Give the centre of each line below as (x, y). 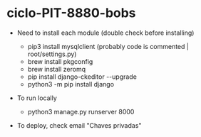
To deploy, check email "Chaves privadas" (79, 125)
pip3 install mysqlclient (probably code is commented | (108, 46)
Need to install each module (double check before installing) (105, 33)
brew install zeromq (57, 69)
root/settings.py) (52, 54)
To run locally (37, 98)
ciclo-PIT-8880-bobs (71, 13)
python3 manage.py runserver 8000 (81, 111)
